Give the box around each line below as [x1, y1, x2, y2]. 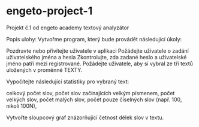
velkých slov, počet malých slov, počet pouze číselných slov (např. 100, [6, 96, 182, 103]
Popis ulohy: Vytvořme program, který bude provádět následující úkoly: [6, 35, 182, 43]
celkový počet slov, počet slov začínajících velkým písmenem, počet [6, 89, 175, 96]
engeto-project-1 [6, 4, 93, 18]
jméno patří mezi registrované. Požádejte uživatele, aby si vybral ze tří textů [6, 60, 193, 67]
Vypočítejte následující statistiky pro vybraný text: [6, 78, 129, 85]
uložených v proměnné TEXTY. [6, 66, 83, 73]
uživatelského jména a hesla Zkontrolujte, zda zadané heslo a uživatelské [6, 53, 187, 61]
